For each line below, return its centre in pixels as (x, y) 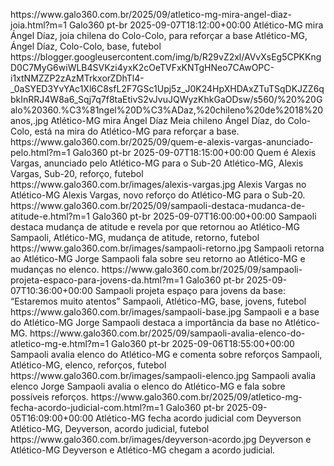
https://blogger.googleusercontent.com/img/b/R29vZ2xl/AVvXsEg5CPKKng (166, 57)
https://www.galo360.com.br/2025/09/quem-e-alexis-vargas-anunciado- (162, 142)
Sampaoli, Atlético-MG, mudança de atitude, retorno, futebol (135, 237)
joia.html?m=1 (38, 25)
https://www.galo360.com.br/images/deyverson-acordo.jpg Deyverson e (161, 439)
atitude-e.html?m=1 (50, 216)
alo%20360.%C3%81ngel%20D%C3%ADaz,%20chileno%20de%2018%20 (167, 110)
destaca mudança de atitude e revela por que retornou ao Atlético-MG (155, 227)
